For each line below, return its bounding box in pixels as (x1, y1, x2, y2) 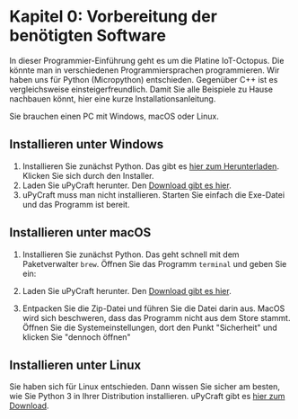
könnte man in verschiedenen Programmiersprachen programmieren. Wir (9, 65, 280, 76)
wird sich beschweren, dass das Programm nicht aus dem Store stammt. (22, 312, 291, 323)
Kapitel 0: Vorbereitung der (9, 6, 218, 27)
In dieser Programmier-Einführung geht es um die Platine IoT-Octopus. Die (9, 55, 285, 66)
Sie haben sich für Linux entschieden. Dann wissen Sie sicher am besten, (9, 381, 281, 392)
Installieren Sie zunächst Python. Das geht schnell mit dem (22, 249, 240, 260)
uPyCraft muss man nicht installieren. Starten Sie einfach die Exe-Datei (22, 189, 285, 200)
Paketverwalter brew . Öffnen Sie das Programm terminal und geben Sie (22, 258, 287, 269)
